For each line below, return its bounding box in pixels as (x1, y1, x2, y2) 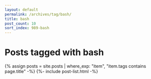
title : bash (4, 16, 29, 21)
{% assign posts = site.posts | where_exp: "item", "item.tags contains (4, 63, 147, 69)
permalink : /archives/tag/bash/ (4, 12, 72, 17)
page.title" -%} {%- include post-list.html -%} (4, 69, 98, 75)
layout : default (4, 7, 38, 12)
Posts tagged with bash (4, 47, 104, 58)
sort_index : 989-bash (4, 26, 50, 31)
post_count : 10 (4, 21, 36, 26)
